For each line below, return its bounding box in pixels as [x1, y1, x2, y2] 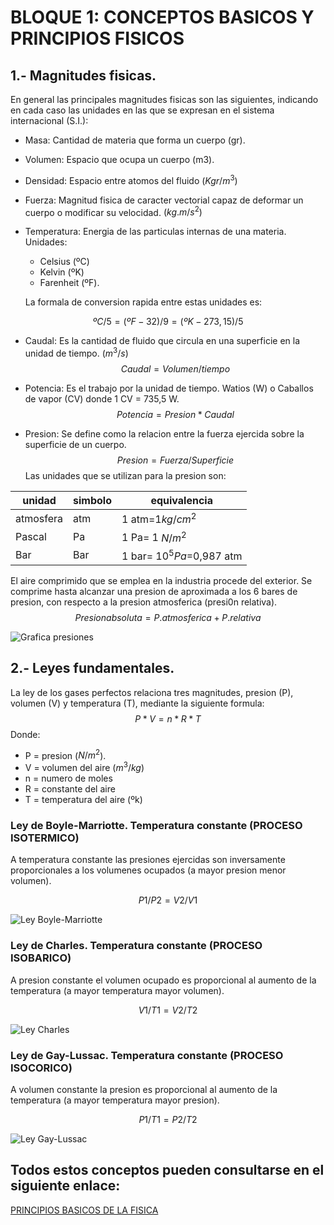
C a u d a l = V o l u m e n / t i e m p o [120, 362, 231, 375]
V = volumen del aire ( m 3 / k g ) [24, 760, 145, 774]
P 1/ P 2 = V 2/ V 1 [138, 894, 198, 906]
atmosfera [15, 511, 64, 525]
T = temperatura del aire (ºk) [24, 794, 143, 806]
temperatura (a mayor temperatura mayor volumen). [10, 984, 225, 996]
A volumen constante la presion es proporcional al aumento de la [10, 1083, 278, 1095]
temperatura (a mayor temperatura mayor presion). [10, 1094, 220, 1106]
